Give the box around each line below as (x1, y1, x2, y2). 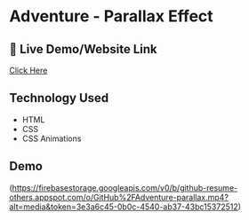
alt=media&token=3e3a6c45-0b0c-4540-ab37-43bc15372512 (9, 201, 238, 212)
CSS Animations (21, 133, 82, 144)
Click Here (9, 65, 48, 75)
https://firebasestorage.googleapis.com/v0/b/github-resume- (12, 182, 238, 192)
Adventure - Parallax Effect (9, 6, 213, 27)
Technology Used (9, 90, 109, 106)
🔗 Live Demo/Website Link (9, 42, 157, 57)
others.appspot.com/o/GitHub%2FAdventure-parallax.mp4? (9, 192, 229, 202)
